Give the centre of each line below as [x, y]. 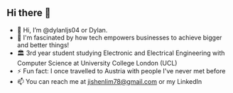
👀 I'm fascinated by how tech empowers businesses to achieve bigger [119, 37]
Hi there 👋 [29, 13]
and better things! [43, 45]
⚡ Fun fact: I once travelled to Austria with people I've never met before [121, 70]
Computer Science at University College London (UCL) [97, 63]
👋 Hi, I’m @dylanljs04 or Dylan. [62, 30]
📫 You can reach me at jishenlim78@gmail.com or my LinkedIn [109, 81]
